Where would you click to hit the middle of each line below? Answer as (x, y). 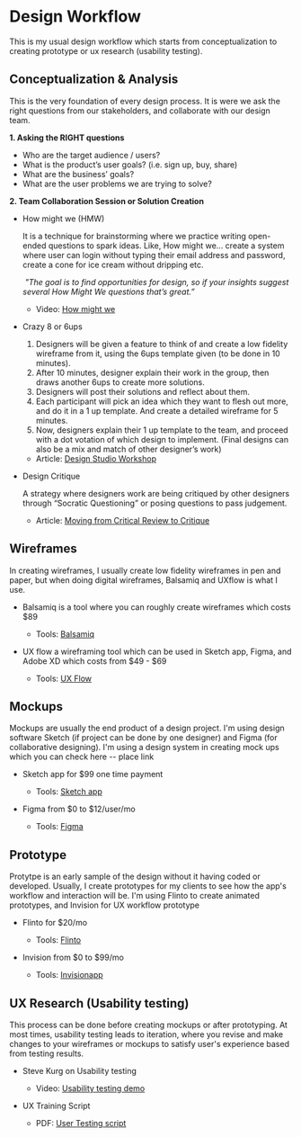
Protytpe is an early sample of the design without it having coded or (135, 877)
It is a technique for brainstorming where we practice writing (134, 236)
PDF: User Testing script (81, 1123)
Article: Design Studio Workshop (96, 458)
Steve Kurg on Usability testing (80, 1071)
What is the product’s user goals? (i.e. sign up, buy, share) (130, 165)
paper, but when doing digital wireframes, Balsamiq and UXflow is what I (144, 580)
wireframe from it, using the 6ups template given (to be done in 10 (158, 354)
